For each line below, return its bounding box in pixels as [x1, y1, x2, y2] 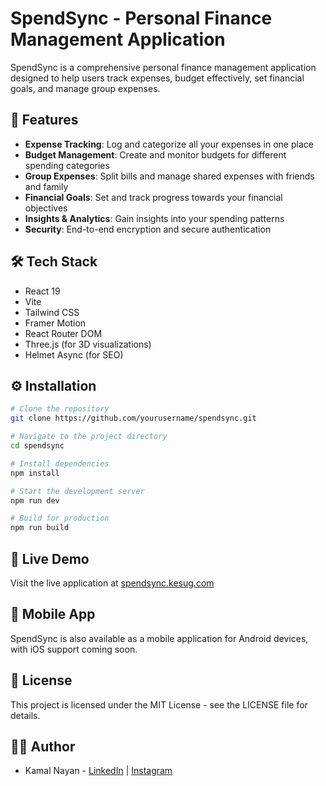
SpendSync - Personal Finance [10, 7, 273, 30]
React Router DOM [24, 327, 103, 339]
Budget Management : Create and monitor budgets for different [24, 148, 287, 161]
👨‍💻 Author [10, 738, 76, 755]
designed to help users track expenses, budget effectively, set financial [10, 72, 305, 84]
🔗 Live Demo [10, 550, 90, 567]
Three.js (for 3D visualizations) [24, 338, 152, 350]
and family [24, 180, 69, 192]
